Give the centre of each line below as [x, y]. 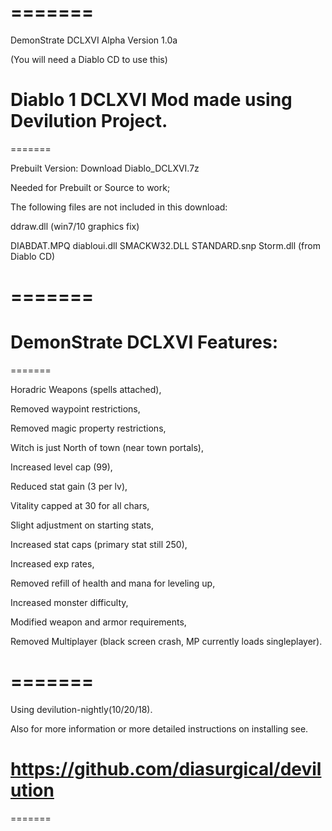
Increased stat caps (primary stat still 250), [99, 544]
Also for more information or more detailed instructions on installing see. [159, 728]
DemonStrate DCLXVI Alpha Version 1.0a [94, 40]
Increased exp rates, [52, 564]
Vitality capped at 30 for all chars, [80, 505]
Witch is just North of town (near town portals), [107, 447]
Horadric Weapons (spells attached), [86, 389]
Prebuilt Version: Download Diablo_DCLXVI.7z [105, 168]
